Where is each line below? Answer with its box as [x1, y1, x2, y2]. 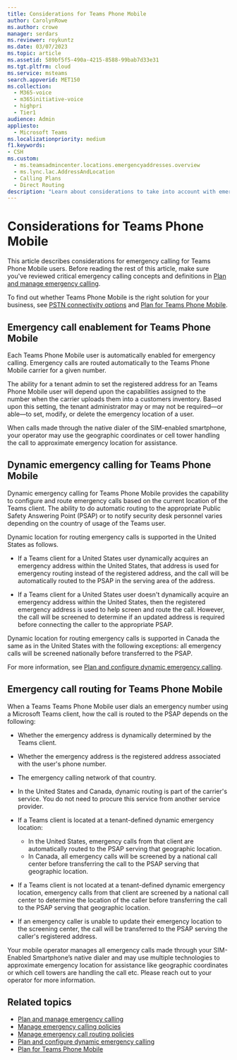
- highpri [13, 103, 42, 110]
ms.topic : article [7, 50, 61, 57]
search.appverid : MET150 [7, 76, 80, 83]
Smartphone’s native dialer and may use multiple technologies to [32, 953, 220, 962]
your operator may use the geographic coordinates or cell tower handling [7, 431, 220, 439]
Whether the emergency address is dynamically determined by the [17, 730, 212, 739]
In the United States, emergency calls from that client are [28, 836, 194, 846]
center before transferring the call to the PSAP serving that [28, 859, 200, 868]
